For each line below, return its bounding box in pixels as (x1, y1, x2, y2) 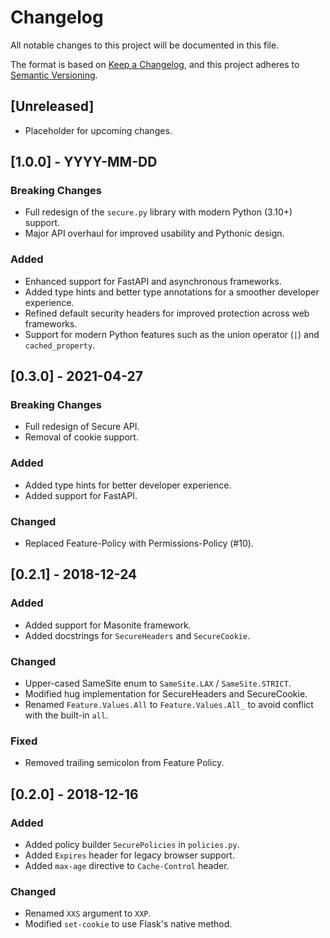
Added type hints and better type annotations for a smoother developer (24, 286, 320, 298)
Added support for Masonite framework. (24, 619, 192, 631)
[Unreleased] (10, 98, 95, 115)
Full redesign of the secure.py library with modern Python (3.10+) (24, 206, 293, 218)
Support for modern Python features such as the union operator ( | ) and (24, 328, 320, 340)
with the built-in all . (24, 709, 109, 721)
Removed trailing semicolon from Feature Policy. (24, 757, 225, 769)
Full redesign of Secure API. (24, 421, 140, 433)
